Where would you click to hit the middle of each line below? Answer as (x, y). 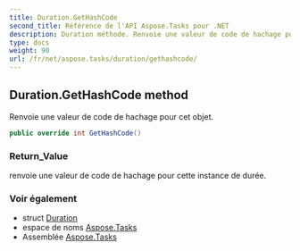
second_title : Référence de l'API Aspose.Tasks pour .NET (119, 26)
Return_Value (39, 155)
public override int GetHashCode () (75, 133)
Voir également (43, 198)
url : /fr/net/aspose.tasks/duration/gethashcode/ (104, 59)
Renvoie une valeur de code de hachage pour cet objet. (112, 116)
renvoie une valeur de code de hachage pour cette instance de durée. (138, 175)
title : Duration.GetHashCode (63, 17)
